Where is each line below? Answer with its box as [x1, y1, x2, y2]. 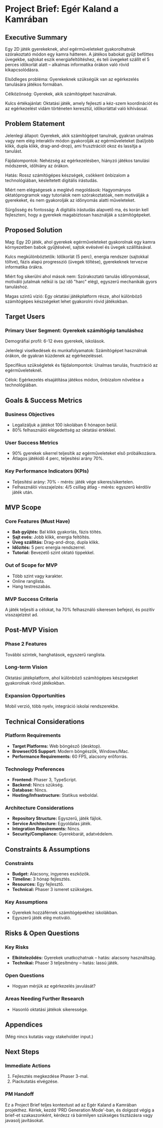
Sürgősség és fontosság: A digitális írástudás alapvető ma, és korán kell [5, 206, 149, 213]
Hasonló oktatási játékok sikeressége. [12, 1006, 89, 1012]
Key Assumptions [5, 899, 48, 906]
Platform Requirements [5, 732, 61, 739]
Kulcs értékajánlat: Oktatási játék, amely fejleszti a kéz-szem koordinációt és [5, 100, 158, 106]
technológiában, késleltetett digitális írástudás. [5, 177, 98, 183]
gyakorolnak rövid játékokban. [5, 680, 66, 686]
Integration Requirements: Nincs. [12, 826, 81, 832]
